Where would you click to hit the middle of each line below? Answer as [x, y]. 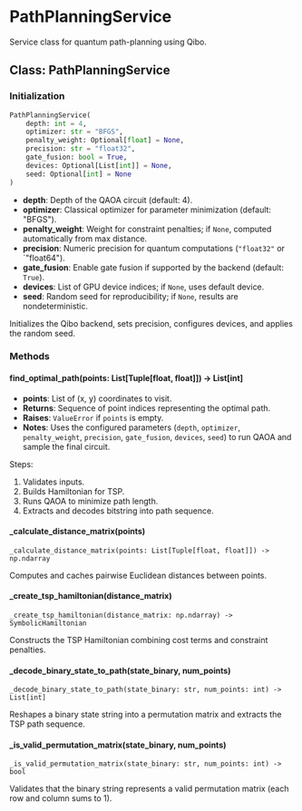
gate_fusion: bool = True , [77, 157]
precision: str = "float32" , [81, 149]
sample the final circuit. [66, 446]
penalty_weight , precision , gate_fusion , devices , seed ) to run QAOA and [157, 436]
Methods [29, 357]
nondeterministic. [55, 306]
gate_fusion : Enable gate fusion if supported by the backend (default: [153, 267]
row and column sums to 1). [61, 798]
